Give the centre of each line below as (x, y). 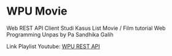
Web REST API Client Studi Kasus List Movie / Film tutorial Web (86, 28)
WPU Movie (37, 11)
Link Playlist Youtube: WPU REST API (53, 46)
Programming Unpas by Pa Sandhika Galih (60, 34)
